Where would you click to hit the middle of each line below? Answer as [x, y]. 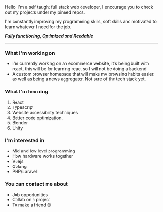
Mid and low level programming [43, 151]
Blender [20, 122]
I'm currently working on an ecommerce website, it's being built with [81, 64]
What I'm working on [30, 53]
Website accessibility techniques [45, 112]
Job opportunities [30, 195]
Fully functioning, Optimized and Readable [49, 36]
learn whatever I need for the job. [38, 27]
